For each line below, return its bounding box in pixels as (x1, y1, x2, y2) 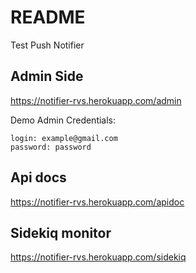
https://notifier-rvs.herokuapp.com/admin (10, 94, 182, 106)
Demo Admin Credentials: (10, 114, 117, 126)
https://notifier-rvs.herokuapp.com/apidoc (10, 196, 185, 208)
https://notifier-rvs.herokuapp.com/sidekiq (10, 251, 187, 263)
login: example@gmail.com (10, 133, 118, 143)
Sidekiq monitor (10, 224, 112, 241)
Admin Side (10, 68, 84, 85)
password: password (10, 142, 92, 152)
